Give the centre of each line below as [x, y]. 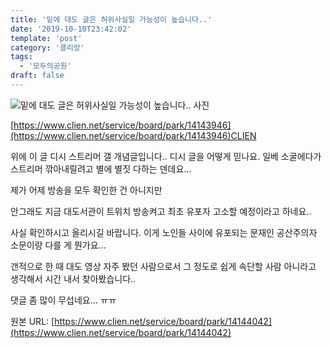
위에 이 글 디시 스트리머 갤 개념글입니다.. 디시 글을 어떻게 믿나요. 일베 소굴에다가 [166, 156]
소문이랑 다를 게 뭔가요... [58, 245]
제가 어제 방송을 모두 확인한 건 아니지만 [86, 190]
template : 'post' [46, 38]
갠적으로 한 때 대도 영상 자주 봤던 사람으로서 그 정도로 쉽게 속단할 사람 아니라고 [163, 266]
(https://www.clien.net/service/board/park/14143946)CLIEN [133, 135]
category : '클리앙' [47, 47]
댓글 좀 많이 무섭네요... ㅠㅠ [63, 300]
